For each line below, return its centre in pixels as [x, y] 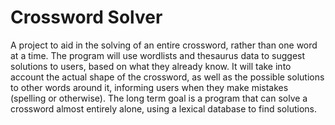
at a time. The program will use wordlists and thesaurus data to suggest [158, 55]
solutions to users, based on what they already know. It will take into [151, 66]
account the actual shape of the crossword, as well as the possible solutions [167, 77]
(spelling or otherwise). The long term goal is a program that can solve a [159, 98]
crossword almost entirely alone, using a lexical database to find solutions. [163, 108]
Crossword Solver [86, 17]
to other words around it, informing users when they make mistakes [149, 87]
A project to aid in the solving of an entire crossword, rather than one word [164, 45]
